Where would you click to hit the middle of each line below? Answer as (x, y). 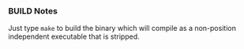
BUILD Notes (33, 11)
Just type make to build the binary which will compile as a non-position (122, 28)
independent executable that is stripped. (74, 36)
